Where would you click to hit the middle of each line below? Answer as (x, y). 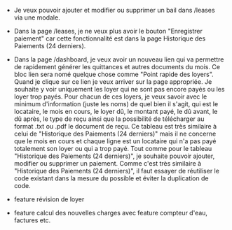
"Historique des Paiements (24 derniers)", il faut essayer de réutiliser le (116, 171)
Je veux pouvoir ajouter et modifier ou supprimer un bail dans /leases (114, 10)
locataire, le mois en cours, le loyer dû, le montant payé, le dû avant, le (116, 112)
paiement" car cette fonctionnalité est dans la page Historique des (110, 38)
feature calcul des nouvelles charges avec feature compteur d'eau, (111, 213)
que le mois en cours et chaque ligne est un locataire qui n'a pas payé (115, 141)
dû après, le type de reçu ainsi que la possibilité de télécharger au (109, 119)
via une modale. (37, 17)
